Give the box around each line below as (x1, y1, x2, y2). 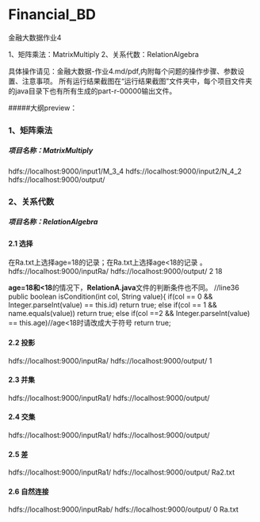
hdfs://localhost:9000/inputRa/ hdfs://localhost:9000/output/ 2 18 (8, 267, 223, 276)
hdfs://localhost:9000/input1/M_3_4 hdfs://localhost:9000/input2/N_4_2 (8, 166, 242, 176)
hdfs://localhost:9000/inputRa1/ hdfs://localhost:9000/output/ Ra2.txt (8, 467, 235, 477)
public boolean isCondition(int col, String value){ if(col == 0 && (8, 291, 213, 302)
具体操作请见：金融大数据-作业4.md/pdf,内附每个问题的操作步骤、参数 (8, 66, 238, 76)
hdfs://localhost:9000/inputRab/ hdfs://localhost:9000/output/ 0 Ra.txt (8, 505, 239, 514)
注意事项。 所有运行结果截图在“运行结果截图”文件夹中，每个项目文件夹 (21, 76, 253, 86)
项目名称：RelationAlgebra (8, 217, 98, 227)
